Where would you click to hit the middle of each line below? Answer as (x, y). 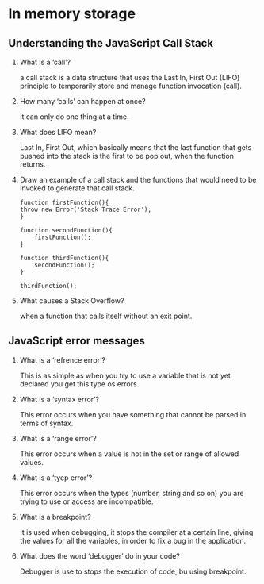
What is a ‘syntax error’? (59, 399)
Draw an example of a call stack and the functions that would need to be (138, 180)
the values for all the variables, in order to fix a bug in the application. (133, 540)
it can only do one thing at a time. (74, 117)
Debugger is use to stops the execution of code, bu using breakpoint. (133, 571)
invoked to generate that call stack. (77, 188)
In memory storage (72, 14)
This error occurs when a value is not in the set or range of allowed (129, 454)
